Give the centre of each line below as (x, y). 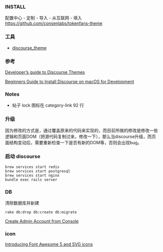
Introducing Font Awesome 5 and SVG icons (49, 244)
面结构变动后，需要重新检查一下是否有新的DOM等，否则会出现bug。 (73, 143)
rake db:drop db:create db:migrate (41, 212)
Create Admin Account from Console (42, 221)
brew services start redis (32, 167)
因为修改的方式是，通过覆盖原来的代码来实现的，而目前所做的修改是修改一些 (81, 131)
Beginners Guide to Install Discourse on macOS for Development (70, 82)
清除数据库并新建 (22, 203)
